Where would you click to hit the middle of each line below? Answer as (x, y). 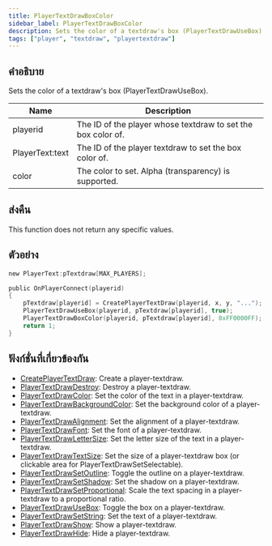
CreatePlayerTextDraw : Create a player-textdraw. (102, 378)
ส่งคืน (19, 210)
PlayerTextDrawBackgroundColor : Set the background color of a (127, 404)
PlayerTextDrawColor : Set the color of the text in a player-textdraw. (132, 395)
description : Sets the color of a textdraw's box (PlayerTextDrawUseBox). (137, 31)
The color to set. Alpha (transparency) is (153, 171)
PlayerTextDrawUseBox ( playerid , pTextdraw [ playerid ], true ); (128, 311)
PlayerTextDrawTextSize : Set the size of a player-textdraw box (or (130, 455)
